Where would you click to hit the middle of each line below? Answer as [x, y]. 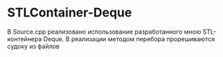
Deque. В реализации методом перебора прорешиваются [129, 38]
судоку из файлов [34, 46]
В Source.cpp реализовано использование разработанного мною [104, 32]
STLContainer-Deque [70, 13]
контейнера [25, 38]
